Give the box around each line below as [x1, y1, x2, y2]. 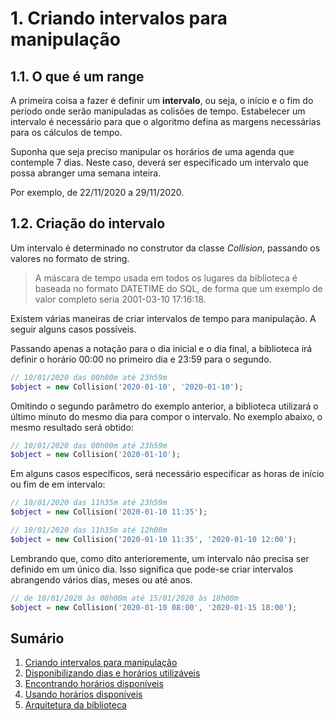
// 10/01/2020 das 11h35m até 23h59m [10, 498, 168, 508]
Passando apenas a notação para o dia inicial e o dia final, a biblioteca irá [10, 342, 313, 354]
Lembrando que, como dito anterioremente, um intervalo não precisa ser [10, 552, 310, 564]
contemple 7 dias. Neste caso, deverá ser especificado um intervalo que [10, 157, 309, 168]
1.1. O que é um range [10, 68, 145, 85]
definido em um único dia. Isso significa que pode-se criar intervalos [10, 563, 294, 575]
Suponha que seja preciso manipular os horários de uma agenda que [10, 146, 295, 157]
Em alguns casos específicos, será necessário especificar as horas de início [10, 468, 325, 480]
